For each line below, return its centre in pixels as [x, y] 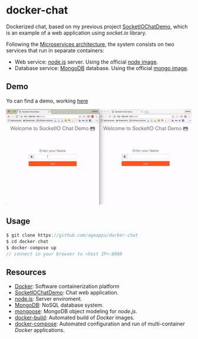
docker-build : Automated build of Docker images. [75, 318]
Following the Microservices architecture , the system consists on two [90, 44]
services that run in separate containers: [55, 50]
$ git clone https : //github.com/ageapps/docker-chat [72, 235]
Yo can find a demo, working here [47, 101]
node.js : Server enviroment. [48, 299]
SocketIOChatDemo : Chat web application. [67, 293]
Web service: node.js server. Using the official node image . [86, 62]
